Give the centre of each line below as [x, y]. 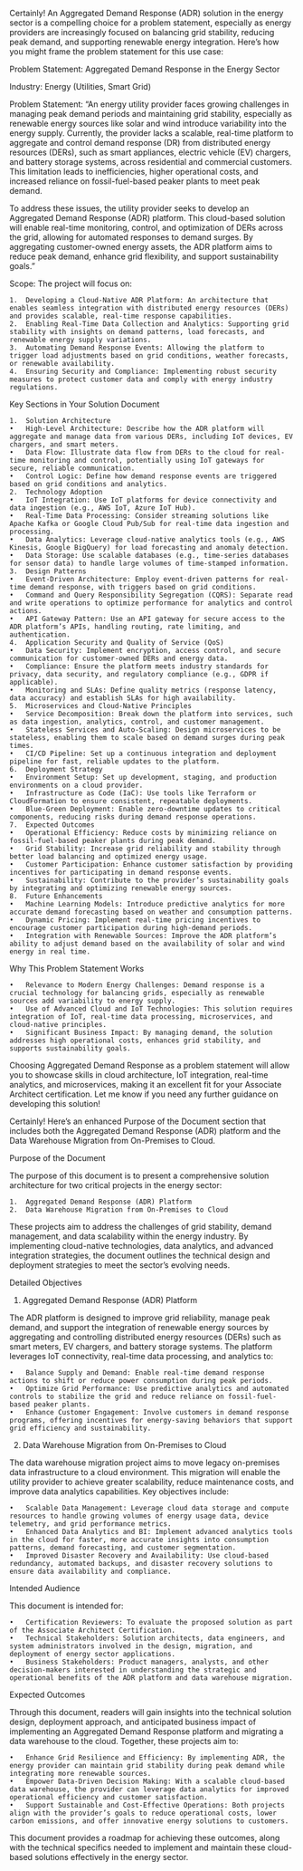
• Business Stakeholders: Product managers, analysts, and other [139, 1662]
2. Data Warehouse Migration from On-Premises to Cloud [119, 1210]
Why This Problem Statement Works [77, 969]
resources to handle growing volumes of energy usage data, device [139, 1516]
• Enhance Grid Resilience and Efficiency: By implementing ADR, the [147, 1758]
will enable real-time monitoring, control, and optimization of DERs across [146, 227]
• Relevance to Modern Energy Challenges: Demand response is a [137, 985]
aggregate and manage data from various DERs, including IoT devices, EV [151, 437]
